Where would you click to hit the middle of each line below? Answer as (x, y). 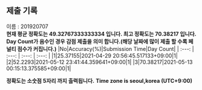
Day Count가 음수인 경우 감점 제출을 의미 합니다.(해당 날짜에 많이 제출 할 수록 (97, 41)
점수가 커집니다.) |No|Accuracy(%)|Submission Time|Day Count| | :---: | (106, 49)
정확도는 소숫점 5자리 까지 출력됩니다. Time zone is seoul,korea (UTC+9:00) (99, 80)
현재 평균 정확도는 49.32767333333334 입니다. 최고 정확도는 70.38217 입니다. (101, 34)
